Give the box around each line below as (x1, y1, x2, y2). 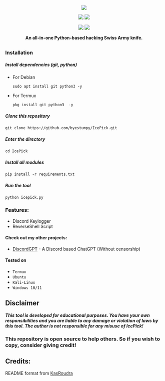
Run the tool (5, 182, 31, 188)
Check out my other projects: (5, 235, 67, 241)
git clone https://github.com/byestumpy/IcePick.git (5, 126, 117, 131)
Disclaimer (5, 299, 39, 307)
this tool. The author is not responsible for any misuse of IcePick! (5, 323, 143, 329)
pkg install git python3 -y (12, 103, 73, 108)
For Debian (12, 74, 35, 80)
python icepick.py (5, 195, 43, 200)
